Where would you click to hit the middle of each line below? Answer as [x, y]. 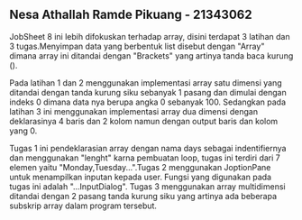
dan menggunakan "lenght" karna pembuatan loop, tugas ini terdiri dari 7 [145, 158]
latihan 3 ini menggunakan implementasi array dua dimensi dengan [134, 111]
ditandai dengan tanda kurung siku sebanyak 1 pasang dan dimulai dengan [148, 92]
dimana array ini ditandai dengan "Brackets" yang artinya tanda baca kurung [151, 55]
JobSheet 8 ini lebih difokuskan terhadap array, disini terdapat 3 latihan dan [150, 36]
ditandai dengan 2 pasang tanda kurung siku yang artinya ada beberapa [143, 196]
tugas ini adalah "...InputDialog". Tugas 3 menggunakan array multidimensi [147, 186]
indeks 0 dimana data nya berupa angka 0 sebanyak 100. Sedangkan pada [148, 102]
